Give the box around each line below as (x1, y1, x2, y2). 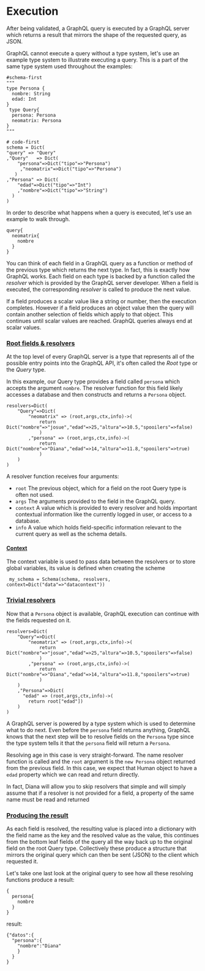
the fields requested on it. (6, 616, 72, 624)
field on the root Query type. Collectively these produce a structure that (6, 844, 187, 852)
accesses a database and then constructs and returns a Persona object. (6, 391, 187, 399)
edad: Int (12, 96, 37, 102)
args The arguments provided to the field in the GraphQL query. (15, 497, 176, 505)
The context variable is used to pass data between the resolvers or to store (6, 558, 196, 566)
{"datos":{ (6, 932, 34, 938)
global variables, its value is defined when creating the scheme (6, 564, 165, 572)
